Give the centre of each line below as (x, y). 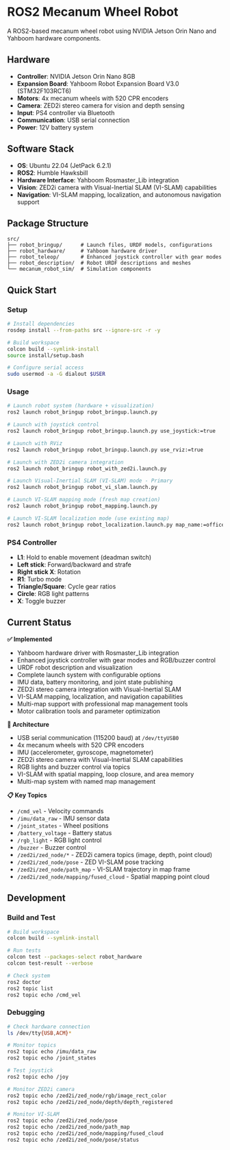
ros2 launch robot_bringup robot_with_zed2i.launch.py (87, 468)
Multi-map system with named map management (86, 781)
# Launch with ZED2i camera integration (66, 462)
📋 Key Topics (27, 795)
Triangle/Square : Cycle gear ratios (66, 586)
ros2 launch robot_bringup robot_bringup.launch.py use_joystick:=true (111, 431)
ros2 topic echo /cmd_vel (44, 995)
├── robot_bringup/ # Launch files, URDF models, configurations (110, 245)
